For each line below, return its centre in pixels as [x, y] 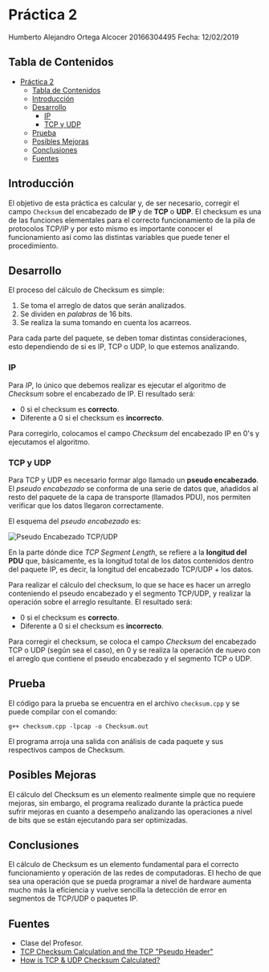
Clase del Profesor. [51, 943]
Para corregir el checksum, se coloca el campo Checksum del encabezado [132, 641]
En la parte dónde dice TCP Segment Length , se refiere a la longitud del [128, 552]
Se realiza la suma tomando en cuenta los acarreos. [106, 323]
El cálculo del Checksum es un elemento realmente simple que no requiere [132, 794]
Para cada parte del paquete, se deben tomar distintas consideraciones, [128, 338]
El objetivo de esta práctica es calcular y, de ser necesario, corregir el [124, 203]
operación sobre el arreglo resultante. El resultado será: [100, 602]
